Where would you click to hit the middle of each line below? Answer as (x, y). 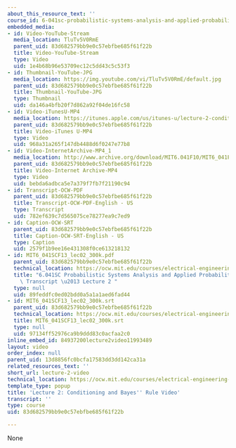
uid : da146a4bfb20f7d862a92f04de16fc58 (72, 105)
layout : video (28, 347)
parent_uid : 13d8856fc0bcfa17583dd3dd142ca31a (77, 360)
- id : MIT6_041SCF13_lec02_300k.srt (61, 301)
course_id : (23, 20)
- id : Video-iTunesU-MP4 (44, 112)
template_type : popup (39, 386)
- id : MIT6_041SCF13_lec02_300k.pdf (61, 256)
